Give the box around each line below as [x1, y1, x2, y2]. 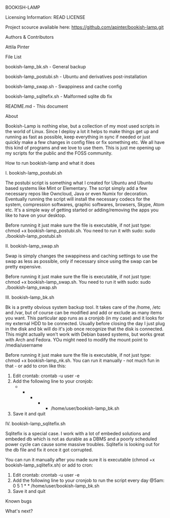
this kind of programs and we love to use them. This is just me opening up [5, 145, 161, 151]
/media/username [5, 342, 43, 348]
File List [5, 54, 22, 60]
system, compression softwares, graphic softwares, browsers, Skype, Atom [5, 202, 165, 207]
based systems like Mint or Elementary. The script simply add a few [5, 185, 148, 191]
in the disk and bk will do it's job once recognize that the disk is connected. [5, 326, 164, 332]
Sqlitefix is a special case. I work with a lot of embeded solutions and [5, 431, 151, 436]
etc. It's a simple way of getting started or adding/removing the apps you [5, 207, 159, 213]
